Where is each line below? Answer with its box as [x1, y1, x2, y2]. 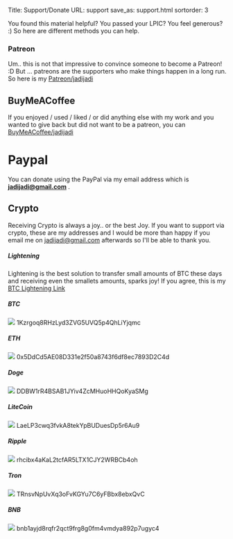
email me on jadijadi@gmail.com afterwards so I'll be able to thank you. [8, 235, 211, 244]
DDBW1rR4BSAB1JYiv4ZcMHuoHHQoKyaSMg [16, 387, 148, 395]
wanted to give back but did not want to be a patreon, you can [8, 121, 186, 129]
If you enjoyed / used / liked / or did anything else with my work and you [8, 113, 214, 122]
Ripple [8, 437, 27, 445]
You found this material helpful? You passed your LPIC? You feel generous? [8, 19, 223, 27]
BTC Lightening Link [8, 284, 65, 292]
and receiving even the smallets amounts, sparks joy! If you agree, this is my [8, 276, 226, 285]
